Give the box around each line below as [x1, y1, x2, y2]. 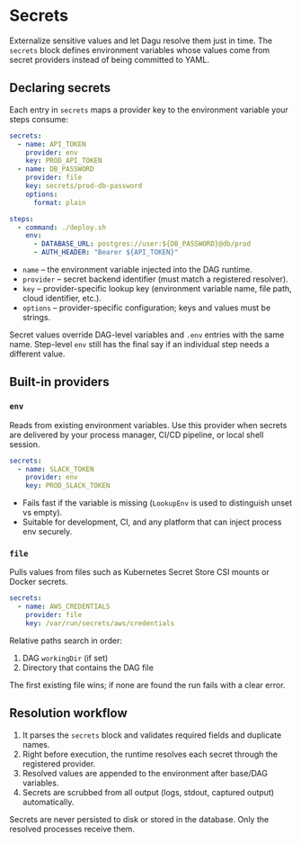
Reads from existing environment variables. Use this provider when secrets [9, 419, 288, 430]
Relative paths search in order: [9, 635, 123, 646]
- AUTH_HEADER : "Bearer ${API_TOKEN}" [32, 248, 179, 257]
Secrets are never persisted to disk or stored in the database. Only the [9, 813, 270, 824]
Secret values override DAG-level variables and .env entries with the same [9, 329, 285, 340]
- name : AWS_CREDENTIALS [17, 602, 111, 612]
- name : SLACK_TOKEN [17, 464, 94, 473]
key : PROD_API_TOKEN [25, 157, 102, 166]
